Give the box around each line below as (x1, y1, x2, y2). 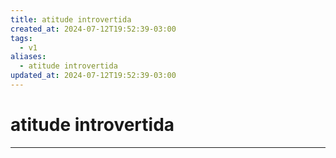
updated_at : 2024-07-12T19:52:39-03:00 (10, 71, 177, 81)
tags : (10, 33, 33, 43)
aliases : (10, 52, 47, 62)
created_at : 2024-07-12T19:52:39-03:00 (10, 24, 177, 34)
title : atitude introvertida (10, 14, 132, 25)
